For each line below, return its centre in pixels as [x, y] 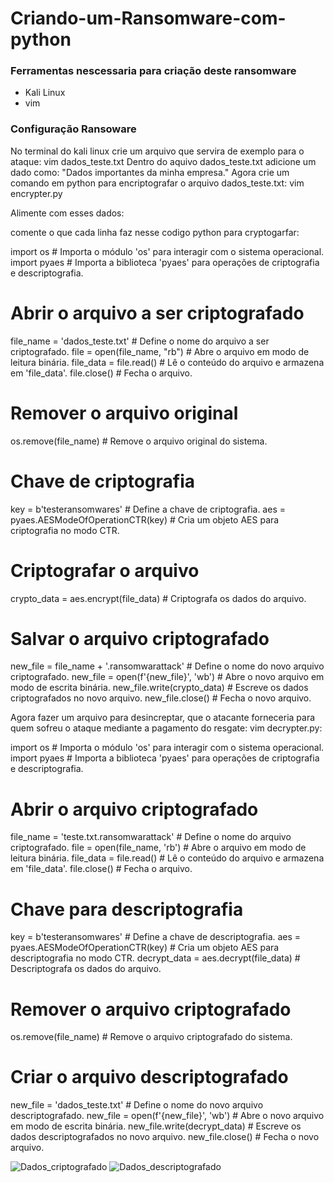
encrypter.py [36, 193]
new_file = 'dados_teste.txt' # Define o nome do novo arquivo [137, 1105]
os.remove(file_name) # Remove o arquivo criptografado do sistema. [151, 1037]
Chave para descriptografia [127, 909]
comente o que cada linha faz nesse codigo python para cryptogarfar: [155, 232]
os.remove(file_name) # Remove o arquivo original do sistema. [139, 441]
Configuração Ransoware [73, 129]
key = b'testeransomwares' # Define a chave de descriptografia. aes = [156, 937]
